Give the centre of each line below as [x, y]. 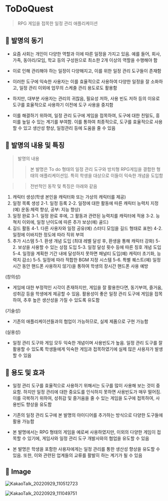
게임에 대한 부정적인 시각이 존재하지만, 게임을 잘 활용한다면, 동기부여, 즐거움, [88, 287]
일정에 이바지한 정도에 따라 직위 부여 [48, 234]
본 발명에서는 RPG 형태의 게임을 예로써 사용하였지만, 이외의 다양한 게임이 [84, 432]
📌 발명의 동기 [24, 41]
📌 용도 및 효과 [25, 372]
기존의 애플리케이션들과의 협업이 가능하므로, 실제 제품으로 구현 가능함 [80, 321]
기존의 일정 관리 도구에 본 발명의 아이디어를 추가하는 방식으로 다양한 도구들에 [88, 415]
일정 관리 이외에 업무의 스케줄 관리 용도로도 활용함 [68, 88]
